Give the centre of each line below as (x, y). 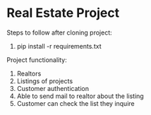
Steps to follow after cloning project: (59, 32)
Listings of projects (45, 81)
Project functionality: (37, 60)
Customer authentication (53, 88)
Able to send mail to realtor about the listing (80, 96)
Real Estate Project (63, 13)
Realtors (29, 73)
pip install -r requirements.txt (59, 46)
